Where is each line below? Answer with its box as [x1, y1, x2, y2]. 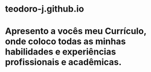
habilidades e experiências [5, 46, 116, 57]
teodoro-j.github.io [5, 3, 84, 15]
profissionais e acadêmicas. [5, 57, 122, 68]
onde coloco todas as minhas [5, 36, 126, 47]
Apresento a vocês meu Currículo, [5, 26, 147, 37]
